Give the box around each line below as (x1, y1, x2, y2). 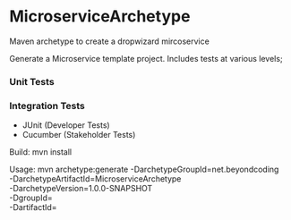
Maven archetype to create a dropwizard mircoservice (9, 36, 210, 47)
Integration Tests (9, 99, 85, 112)
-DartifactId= (9, 202, 57, 213)
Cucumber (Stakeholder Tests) (21, 130, 136, 140)
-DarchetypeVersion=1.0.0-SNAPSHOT (9, 183, 153, 194)
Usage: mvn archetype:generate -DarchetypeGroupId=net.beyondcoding (9, 164, 279, 175)
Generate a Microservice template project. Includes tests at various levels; (9, 53, 284, 63)
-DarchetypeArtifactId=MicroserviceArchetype (9, 173, 182, 184)
